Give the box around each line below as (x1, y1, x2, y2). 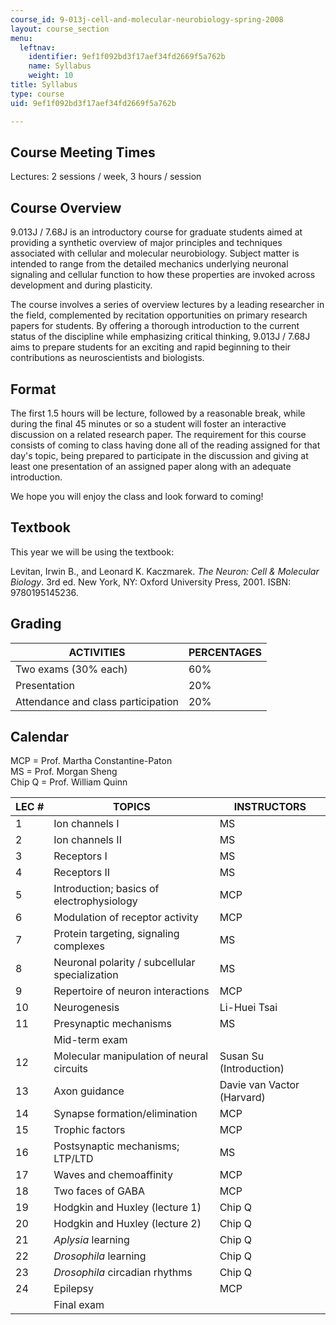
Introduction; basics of (53, 882, 160, 896)
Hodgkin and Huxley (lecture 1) (53, 1201, 202, 1215)
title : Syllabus (10, 80, 78, 90)
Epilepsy (53, 1282, 95, 1296)
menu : (10, 33, 33, 43)
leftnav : (19, 42, 56, 53)
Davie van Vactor (219, 1078, 300, 1092)
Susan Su (219, 1049, 265, 1063)
